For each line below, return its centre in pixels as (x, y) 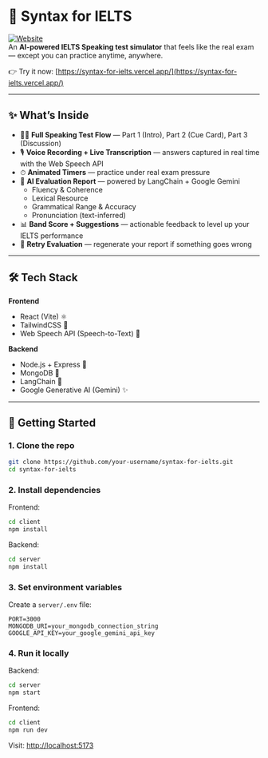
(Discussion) (41, 143)
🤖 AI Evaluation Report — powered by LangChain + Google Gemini (130, 181)
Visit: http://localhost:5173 (51, 745)
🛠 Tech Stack (43, 278)
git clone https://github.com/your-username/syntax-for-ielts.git (121, 462)
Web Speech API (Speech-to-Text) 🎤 (80, 333)
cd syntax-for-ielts (43, 470)
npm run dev (28, 730)
